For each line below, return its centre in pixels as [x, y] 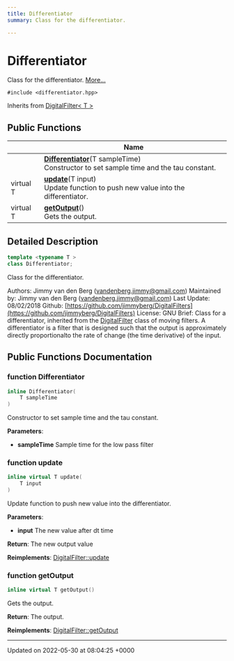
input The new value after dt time [65, 531]
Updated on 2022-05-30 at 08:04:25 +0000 [71, 651]
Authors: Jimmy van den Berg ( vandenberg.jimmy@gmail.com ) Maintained [114, 291]
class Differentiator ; [40, 264]
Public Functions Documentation [80, 357]
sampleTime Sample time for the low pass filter [85, 445]
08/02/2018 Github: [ [37, 305]
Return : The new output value [50, 544]
